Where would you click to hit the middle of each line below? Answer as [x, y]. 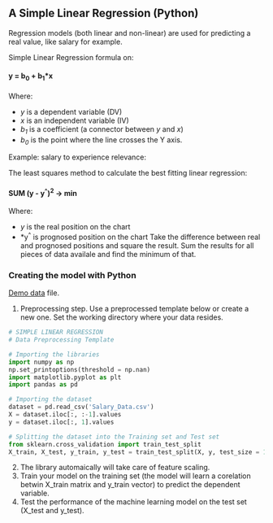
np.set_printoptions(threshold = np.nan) [80, 369]
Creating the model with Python [72, 275]
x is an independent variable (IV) [75, 120]
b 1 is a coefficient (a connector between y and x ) [102, 130]
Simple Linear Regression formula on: [71, 57]
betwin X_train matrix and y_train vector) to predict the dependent [130, 485]
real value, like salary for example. [66, 41]
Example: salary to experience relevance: [78, 157]
